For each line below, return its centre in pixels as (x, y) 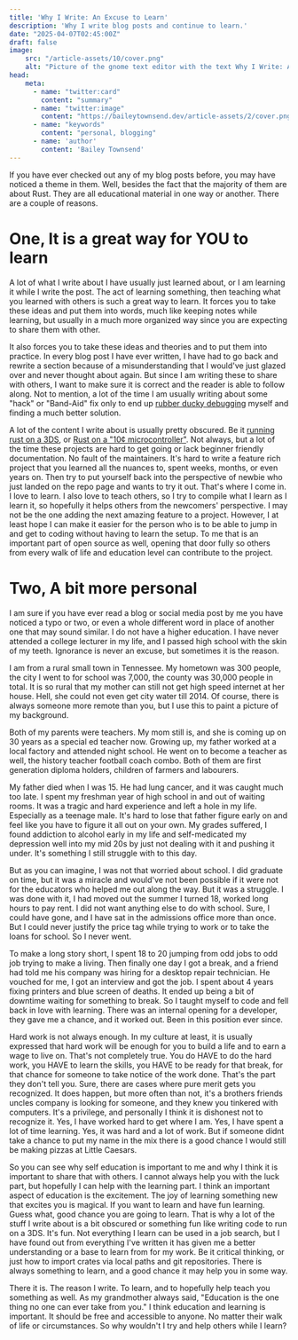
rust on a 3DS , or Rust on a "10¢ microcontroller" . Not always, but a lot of (142, 439)
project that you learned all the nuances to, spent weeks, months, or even (144, 468)
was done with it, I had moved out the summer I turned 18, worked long (139, 898)
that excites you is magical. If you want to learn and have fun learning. (137, 1204)
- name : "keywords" (68, 125)
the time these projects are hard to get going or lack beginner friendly (137, 448)
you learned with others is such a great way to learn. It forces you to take (143, 301)
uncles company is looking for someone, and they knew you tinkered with (144, 1102)
